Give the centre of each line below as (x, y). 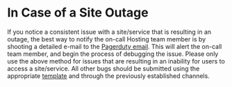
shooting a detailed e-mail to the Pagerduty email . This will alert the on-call (115, 46)
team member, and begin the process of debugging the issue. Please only (113, 54)
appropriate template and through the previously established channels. (108, 76)
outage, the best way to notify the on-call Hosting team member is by (107, 39)
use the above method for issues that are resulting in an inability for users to (116, 61)
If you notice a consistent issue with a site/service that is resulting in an (109, 32)
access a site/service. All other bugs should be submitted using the (103, 68)
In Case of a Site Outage (78, 13)
